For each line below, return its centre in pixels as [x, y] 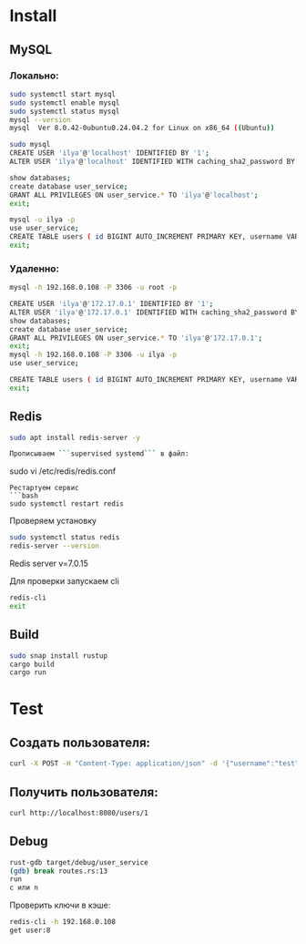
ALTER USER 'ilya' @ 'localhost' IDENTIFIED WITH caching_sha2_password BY [153, 161]
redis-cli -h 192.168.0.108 [63, 922]
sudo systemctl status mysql [65, 111]
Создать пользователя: [80, 742]
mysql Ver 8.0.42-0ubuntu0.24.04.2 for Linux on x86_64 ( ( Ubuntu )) [142, 128]
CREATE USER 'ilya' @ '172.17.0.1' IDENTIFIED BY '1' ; [112, 304]
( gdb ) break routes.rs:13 [58, 871]
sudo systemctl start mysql [63, 94]
